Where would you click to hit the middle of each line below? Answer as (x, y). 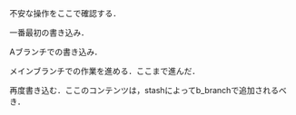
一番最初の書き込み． (49, 33)
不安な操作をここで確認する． (65, 13)
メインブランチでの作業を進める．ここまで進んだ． (105, 71)
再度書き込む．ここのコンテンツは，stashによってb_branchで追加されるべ (148, 90)
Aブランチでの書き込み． (56, 52)
